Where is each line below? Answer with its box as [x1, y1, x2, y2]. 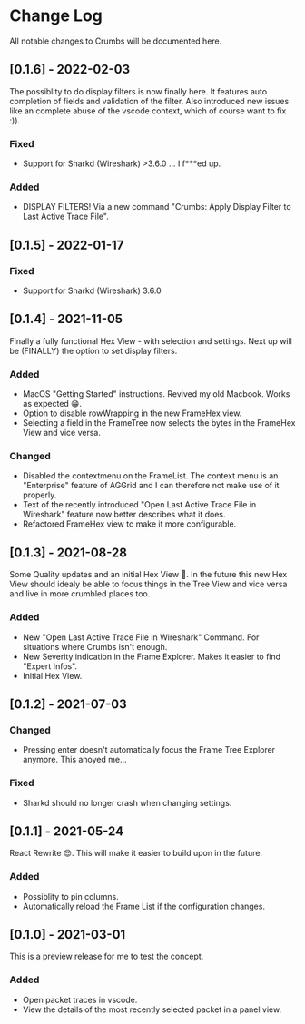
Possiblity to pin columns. [22, 891, 120, 901]
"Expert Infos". [22, 660, 78, 672]
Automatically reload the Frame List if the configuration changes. [22, 901, 266, 911]
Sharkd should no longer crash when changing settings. [22, 797, 232, 808]
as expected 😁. [22, 399, 82, 409]
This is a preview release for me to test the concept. [9, 950, 204, 962]
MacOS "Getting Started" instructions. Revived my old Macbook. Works [22, 389, 290, 399]
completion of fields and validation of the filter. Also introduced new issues [9, 95, 290, 106]
